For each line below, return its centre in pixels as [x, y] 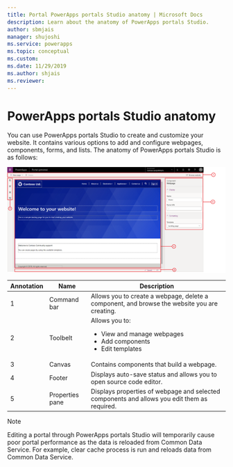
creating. [103, 310]
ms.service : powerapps [40, 44]
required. [103, 406]
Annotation [27, 286]
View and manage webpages [142, 334]
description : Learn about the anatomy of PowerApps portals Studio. [108, 22]
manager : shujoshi [34, 37]
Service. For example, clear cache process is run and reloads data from [109, 450]
